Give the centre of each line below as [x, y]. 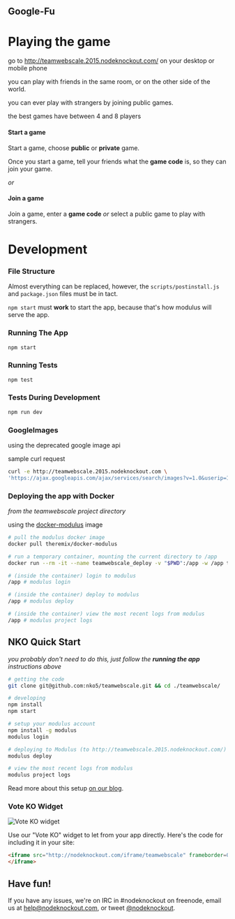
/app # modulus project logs [50, 620]
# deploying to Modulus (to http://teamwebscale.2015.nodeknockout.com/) [117, 749]
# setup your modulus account [52, 724]
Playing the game [59, 42]
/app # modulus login [39, 582]
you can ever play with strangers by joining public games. [91, 103]
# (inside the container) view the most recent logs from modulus [106, 614]
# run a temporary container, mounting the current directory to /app [113, 557]
